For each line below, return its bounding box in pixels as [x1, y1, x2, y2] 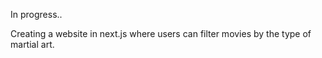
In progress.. [10, 9, 63, 20]
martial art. [10, 39, 55, 50]
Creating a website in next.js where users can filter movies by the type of [10, 28, 312, 39]
